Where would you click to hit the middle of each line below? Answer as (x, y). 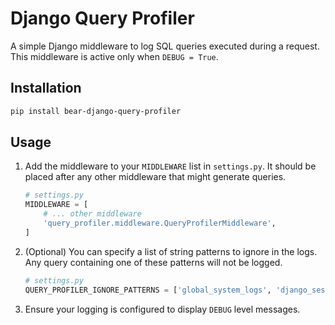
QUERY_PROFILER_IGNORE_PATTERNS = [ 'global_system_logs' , (148, 290)
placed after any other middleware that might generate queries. (155, 177)
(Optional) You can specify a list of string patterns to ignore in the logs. (171, 251)
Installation (46, 88)
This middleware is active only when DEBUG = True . (114, 56)
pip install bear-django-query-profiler (96, 111)
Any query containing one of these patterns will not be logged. (153, 262)
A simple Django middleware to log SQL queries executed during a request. (165, 46)
